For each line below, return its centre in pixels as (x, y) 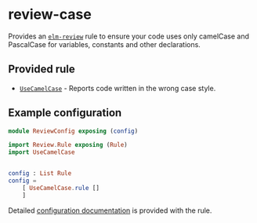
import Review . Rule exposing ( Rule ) (68, 145)
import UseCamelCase (42, 152)
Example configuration (65, 113)
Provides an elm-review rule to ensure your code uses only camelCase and (128, 36)
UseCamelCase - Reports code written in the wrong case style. (118, 88)
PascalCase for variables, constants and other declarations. (105, 44)
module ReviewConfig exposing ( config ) (73, 131)
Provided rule (42, 69)
